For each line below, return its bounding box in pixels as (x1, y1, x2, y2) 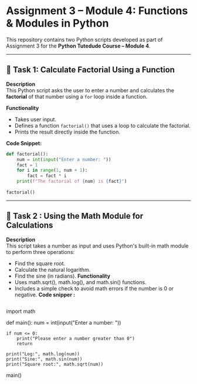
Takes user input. (14, 116, 57, 123)
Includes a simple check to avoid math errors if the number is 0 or (14, 285, 174, 292)
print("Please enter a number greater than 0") (16, 335, 135, 342)
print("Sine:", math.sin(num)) (6, 356, 83, 362)
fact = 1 (16, 162, 38, 168)
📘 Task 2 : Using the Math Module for (6, 211, 144, 221)
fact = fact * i (27, 173, 67, 179)
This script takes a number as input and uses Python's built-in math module (6, 242, 189, 249)
